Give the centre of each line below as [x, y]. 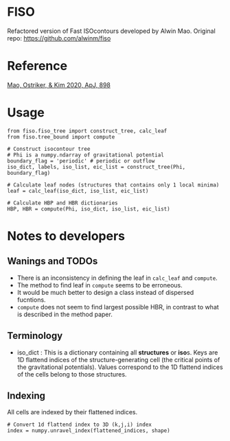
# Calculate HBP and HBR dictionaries [62, 203]
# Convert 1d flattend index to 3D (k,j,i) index [80, 425]
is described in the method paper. [65, 314]
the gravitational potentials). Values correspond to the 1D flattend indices [120, 367]
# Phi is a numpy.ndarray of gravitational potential [86, 155]
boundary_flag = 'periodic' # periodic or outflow [81, 161]
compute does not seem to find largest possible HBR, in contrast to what [118, 307]
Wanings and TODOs [53, 261]
